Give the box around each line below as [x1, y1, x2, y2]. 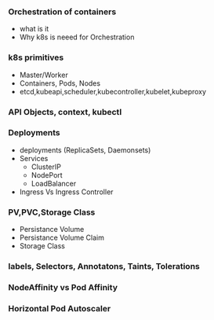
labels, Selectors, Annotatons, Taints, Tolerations [8, 261, 200, 272]
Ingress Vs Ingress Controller [19, 187, 114, 197]
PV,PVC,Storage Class [8, 207, 96, 218]
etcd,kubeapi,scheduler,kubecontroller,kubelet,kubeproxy [19, 86, 206, 96]
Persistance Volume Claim [19, 233, 104, 242]
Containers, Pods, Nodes [19, 78, 100, 88]
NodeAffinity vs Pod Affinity [8, 281, 118, 292]
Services [19, 153, 49, 163]
